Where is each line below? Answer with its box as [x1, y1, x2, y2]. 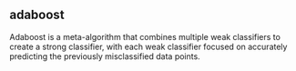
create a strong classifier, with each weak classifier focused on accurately [9, 41, 288, 52]
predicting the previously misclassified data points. [9, 50, 200, 62]
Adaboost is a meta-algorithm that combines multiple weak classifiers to [9, 31, 281, 42]
